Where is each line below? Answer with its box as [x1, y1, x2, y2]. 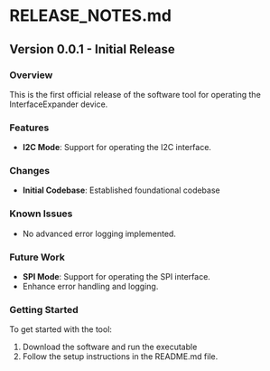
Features [9, 121, 50, 134]
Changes [9, 165, 51, 177]
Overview [9, 69, 53, 81]
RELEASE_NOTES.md [9, 5, 172, 26]
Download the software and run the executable [22, 341, 198, 353]
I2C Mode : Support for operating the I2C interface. [22, 142, 212, 153]
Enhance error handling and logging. [22, 281, 159, 292]
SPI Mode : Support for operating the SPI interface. [22, 271, 210, 282]
